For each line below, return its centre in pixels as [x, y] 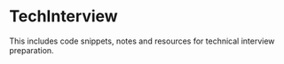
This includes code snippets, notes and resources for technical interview [142, 41]
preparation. [32, 50]
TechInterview [63, 16]
